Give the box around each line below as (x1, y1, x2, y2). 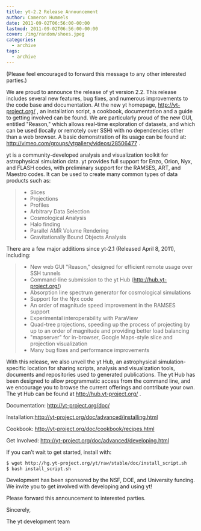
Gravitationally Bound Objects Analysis (29, 233, 126, 240)
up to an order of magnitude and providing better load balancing (29, 327, 190, 335)
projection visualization (29, 340, 88, 347)
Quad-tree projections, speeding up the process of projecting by (29, 321, 191, 328)
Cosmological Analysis (29, 214, 87, 221)
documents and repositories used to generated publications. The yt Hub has (6, 371, 196, 378)
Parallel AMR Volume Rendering (29, 227, 110, 234)
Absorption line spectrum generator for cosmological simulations (29, 289, 191, 296)
